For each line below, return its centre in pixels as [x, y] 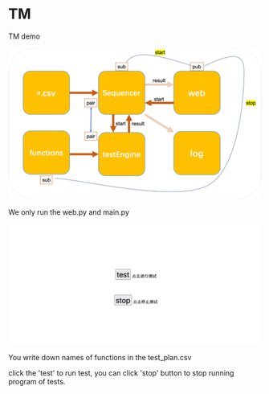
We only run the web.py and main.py [69, 212]
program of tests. [37, 381]
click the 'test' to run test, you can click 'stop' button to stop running [121, 373]
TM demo [24, 36]
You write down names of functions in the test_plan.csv [100, 357]
